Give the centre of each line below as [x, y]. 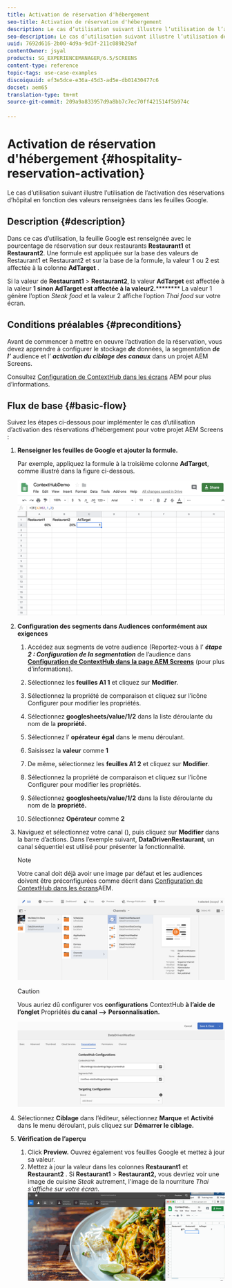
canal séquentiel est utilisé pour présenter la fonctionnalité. [101, 847]
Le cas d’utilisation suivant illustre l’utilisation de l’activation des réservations [116, 193]
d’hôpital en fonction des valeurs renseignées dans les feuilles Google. [108, 199]
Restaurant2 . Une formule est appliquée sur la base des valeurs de [103, 253]
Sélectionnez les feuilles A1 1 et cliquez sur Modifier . [103, 683]
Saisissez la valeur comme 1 [68, 751]
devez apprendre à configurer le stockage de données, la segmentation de [114, 349]
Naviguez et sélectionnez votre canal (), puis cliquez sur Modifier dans [118, 832]
